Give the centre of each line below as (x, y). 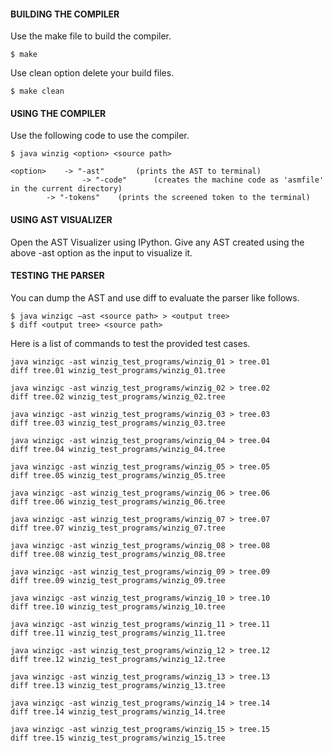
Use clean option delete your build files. (92, 73)
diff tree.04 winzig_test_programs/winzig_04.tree (118, 449)
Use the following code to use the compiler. (100, 136)
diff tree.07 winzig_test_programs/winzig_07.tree (118, 528)
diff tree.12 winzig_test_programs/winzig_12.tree (118, 659)
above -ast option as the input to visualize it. (101, 252)
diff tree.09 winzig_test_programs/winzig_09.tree (118, 580)
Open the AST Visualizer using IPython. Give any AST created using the (157, 242)
